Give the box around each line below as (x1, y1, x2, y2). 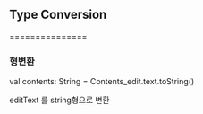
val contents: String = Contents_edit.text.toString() (9, 76, 195, 87)
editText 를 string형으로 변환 (9, 94, 110, 106)
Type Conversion (9, 7, 107, 22)
